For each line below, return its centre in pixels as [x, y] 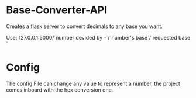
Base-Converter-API [57, 10]
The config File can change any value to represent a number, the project [93, 83]
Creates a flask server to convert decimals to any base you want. [84, 26]
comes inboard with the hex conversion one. [60, 90]
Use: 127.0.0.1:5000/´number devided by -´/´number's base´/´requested [92, 37]
